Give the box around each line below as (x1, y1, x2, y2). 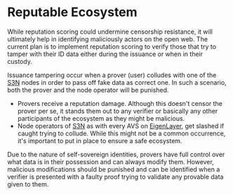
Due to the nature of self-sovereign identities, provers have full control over (7, 150, 225, 159)
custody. (7, 57, 33, 65)
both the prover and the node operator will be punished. (7, 86, 169, 94)
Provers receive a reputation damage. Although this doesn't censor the (17, 99, 223, 107)
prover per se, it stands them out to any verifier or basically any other (17, 107, 218, 115)
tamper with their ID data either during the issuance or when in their (7, 50, 204, 58)
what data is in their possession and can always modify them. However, (7, 157, 214, 166)
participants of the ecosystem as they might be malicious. (17, 114, 185, 123)
